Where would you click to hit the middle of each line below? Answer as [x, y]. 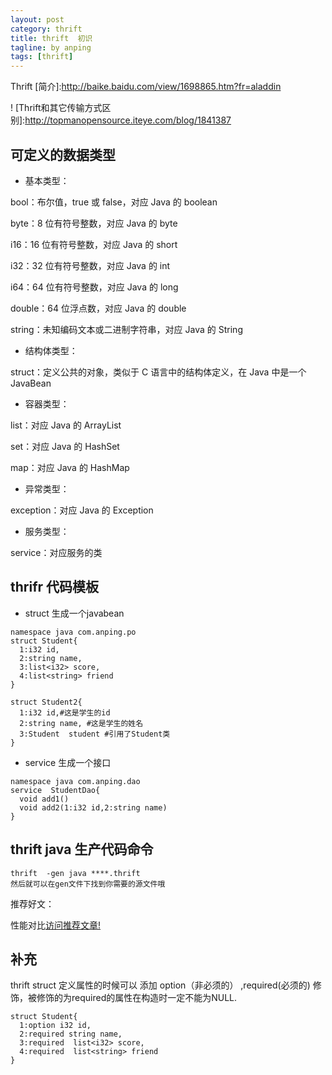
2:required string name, [71, 1034]
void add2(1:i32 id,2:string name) [93, 807]
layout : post [37, 19]
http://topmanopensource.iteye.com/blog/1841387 [128, 120]
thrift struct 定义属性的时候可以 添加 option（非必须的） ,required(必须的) [160, 985]
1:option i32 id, [55, 1026]
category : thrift [46, 29]
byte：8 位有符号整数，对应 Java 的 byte [94, 223]
